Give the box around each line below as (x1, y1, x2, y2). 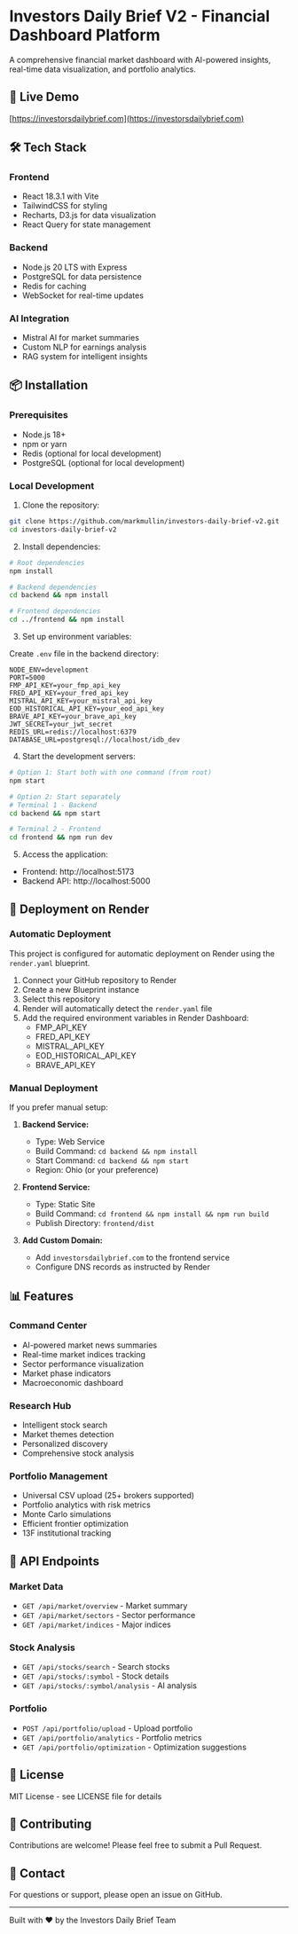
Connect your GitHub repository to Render (21, 974, 177, 986)
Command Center (9, 1319, 88, 1332)
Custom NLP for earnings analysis (21, 342, 147, 352)
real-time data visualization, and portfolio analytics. (9, 64, 197, 75)
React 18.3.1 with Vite (21, 191, 99, 201)
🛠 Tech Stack (9, 140, 87, 155)
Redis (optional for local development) (21, 448, 162, 459)
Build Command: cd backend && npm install (35, 1146, 198, 1157)
